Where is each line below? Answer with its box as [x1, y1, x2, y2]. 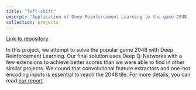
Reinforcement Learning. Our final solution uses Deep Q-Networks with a [6, 53, 183, 60]
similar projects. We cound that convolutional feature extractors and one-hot [6, 65, 191, 72]
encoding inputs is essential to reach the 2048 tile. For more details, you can [6, 71, 191, 78]
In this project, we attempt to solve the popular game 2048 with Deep [6, 46, 174, 53]
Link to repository [6, 35, 49, 42]
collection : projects [6, 19, 59, 25]
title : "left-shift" [6, 8, 57, 15]
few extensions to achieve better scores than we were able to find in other [6, 59, 185, 66]
